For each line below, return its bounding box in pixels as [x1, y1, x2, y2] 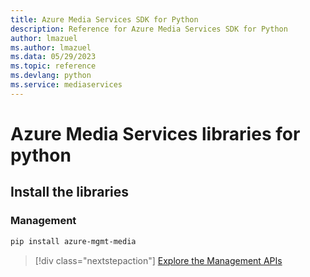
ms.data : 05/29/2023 [10, 52, 97, 62]
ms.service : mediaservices [10, 80, 123, 90]
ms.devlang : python [10, 71, 92, 81]
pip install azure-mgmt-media [10, 236, 137, 246]
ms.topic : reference [10, 61, 97, 71]
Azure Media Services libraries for [10, 122, 301, 145]
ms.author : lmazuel [10, 42, 92, 53]
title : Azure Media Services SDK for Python [10, 14, 199, 25]
